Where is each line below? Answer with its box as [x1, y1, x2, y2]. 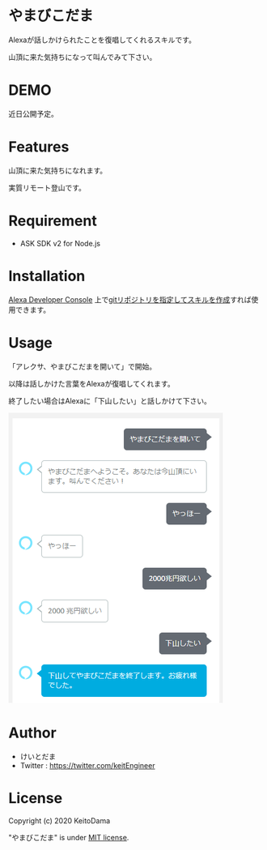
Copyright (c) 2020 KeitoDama [8, 815, 111, 826]
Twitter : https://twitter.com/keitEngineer [19, 760, 155, 770]
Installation [8, 267, 86, 285]
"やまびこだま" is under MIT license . [8, 832, 129, 842]
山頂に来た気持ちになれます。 [8, 165, 108, 175]
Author [8, 724, 57, 741]
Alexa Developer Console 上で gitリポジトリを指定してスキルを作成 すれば [8, 294, 252, 304]
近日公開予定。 [8, 109, 58, 118]
